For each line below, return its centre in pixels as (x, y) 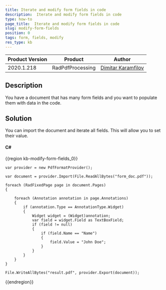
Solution (18, 118)
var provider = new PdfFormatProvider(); (49, 167)
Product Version (27, 59)
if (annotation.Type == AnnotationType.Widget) (73, 207)
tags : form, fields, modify (34, 38)
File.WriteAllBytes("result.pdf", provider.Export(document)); (72, 272)
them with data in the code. (33, 102)
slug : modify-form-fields (32, 28)
